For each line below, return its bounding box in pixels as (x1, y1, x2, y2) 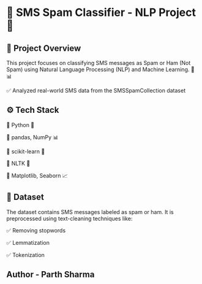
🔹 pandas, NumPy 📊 (6, 133, 59, 140)
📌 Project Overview (6, 43, 81, 53)
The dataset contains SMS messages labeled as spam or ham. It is (6, 208, 174, 215)
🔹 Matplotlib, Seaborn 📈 (6, 172, 69, 179)
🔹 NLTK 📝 (6, 159, 31, 167)
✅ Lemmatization (6, 239, 50, 246)
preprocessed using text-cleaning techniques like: (6, 215, 133, 222)
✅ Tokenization (6, 251, 45, 258)
